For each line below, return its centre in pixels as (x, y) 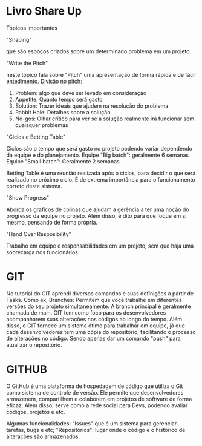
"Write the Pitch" (27, 63)
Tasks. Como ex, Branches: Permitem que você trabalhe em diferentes (94, 300)
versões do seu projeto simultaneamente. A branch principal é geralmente (99, 306)
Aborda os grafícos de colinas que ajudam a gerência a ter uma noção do (98, 209)
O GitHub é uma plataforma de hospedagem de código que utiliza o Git (95, 386)
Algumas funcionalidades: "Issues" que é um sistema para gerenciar (92, 423)
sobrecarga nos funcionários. (43, 252)
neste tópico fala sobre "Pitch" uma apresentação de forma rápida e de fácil (101, 74)
